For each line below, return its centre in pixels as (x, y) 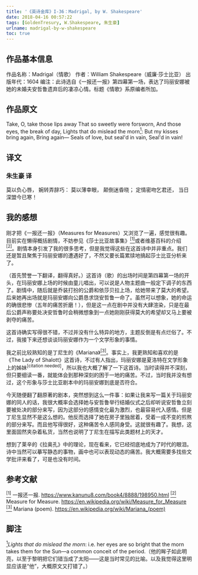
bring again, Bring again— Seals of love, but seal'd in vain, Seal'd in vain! (95, 138)
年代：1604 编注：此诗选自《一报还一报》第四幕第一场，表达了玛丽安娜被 (100, 81)
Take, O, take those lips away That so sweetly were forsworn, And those (94, 124)
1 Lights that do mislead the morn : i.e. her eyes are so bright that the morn (95, 544)
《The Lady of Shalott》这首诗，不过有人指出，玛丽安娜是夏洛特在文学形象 (97, 360)
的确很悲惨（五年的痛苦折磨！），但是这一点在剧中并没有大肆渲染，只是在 (95, 305)
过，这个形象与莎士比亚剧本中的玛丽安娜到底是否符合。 (73, 382)
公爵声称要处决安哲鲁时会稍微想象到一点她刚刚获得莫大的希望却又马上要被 (101, 312)
